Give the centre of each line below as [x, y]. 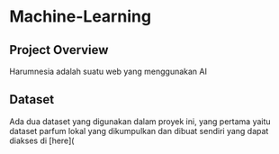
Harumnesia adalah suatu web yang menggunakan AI [108, 71]
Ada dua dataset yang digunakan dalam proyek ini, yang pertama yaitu [140, 121]
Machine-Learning [80, 17]
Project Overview [59, 50]
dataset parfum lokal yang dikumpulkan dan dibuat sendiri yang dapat [139, 131]
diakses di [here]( [42, 140]
